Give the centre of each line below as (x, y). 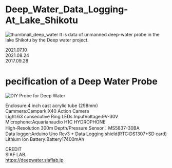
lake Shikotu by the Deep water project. (47, 40)
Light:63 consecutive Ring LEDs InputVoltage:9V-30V (62, 116)
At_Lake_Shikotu (42, 20)
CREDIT (14, 149)
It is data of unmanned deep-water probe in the (110, 34)
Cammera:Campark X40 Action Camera (47, 111)
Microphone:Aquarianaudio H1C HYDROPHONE (55, 122)
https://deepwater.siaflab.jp (34, 160)
